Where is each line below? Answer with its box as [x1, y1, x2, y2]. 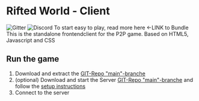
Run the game [6, 54, 60, 64]
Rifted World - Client [6, 4, 110, 18]
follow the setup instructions [14, 82, 86, 90]
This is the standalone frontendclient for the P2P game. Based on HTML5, [6, 30, 189, 37]
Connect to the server [14, 88, 70, 96]
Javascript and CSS [6, 36, 55, 44]
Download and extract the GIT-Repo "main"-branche [14, 70, 145, 77]
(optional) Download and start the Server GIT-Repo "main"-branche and [14, 76, 194, 83]
